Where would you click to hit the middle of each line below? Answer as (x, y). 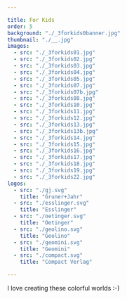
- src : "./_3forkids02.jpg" (55, 59)
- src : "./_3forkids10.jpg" (55, 105)
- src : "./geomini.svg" (48, 242)
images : (19, 46)
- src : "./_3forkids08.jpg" (55, 98)
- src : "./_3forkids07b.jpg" (56, 92)
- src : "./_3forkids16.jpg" (55, 151)
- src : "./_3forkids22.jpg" (55, 177)
